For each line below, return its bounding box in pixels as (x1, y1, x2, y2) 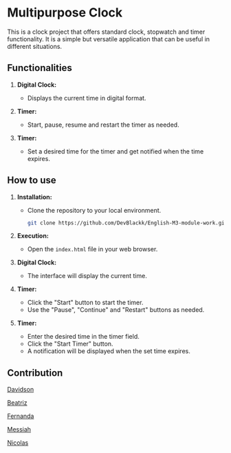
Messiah (7, 425, 32, 434)
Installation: (16, 193, 53, 201)
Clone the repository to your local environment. (27, 206, 162, 214)
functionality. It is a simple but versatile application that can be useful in (7, 34, 210, 43)
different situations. (7, 42, 63, 50)
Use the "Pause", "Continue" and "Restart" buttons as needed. (27, 306, 205, 314)
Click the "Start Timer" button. (27, 339, 113, 348)
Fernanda (7, 412, 34, 421)
